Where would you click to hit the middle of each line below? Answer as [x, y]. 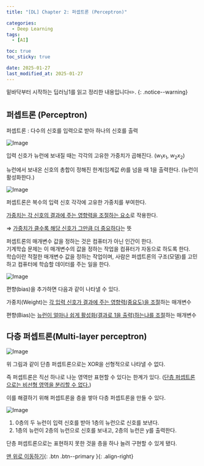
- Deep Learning [32, 29]
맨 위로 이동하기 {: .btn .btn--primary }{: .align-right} [70, 456]
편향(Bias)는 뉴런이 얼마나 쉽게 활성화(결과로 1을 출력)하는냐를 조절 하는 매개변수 [101, 315]
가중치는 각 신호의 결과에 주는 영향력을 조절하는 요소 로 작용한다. [82, 216]
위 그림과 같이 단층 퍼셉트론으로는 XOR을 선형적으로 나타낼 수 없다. [86, 364]
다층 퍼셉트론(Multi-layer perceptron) [77, 336]
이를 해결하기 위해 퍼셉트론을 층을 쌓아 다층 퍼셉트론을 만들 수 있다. [86, 398]
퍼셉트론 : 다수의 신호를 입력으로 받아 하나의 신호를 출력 [72, 131]
